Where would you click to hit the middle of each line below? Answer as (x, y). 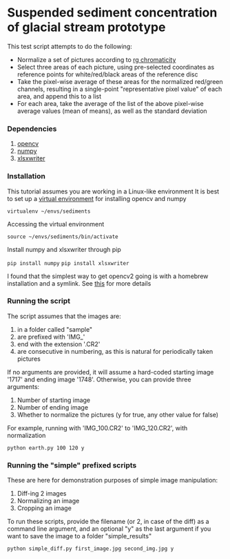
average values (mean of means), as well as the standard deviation (112, 111)
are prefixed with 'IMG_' (51, 337)
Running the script (39, 301)
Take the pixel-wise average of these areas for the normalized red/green (120, 81)
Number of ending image (52, 407)
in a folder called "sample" (55, 329)
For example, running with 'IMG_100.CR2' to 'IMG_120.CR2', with (97, 428)
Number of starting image (54, 400)
